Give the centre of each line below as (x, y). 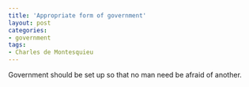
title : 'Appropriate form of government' (77, 15)
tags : (17, 45)
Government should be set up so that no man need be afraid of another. (125, 75)
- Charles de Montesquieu (51, 52)
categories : (28, 30)
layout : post (30, 23)
